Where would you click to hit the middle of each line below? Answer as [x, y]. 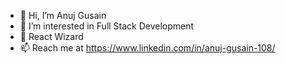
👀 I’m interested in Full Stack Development [107, 26]
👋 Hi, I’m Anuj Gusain [63, 15]
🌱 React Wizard [51, 36]
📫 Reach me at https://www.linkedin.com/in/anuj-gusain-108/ [147, 48]
